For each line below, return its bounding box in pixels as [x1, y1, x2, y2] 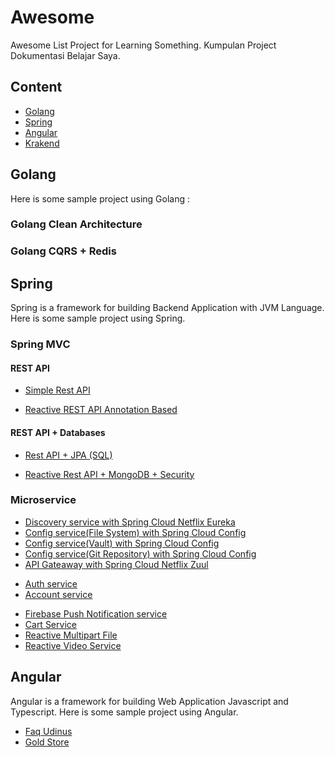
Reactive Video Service [24, 639, 122, 651]
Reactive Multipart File [24, 629, 118, 641]
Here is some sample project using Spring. [10, 312, 186, 325]
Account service [24, 588, 93, 600]
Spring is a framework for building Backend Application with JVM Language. [10, 302, 325, 314]
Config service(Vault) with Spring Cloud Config [24, 537, 220, 549]
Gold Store [24, 736, 70, 748]
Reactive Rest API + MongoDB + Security [24, 468, 195, 480]
